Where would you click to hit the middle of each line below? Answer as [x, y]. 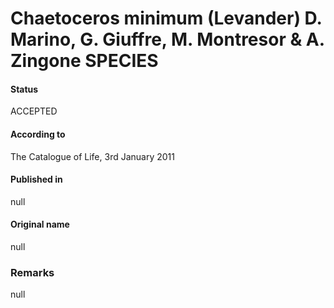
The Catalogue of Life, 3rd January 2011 [92, 156]
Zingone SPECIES [84, 61]
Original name [40, 224]
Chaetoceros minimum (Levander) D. [166, 18]
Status [24, 89]
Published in [36, 179]
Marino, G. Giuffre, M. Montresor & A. [167, 39]
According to [38, 134]
